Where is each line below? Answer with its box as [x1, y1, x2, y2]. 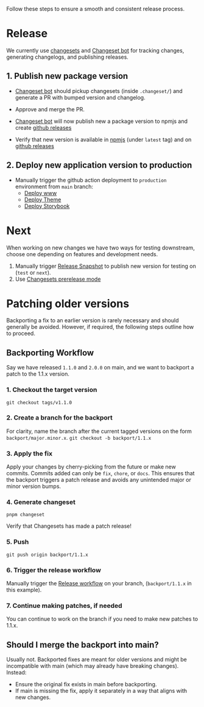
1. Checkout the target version [6, 385, 97, 394]
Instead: [6, 669, 27, 676]
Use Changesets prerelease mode [15, 275, 101, 283]
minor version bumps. [6, 483, 62, 490]
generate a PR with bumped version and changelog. [15, 94, 146, 101]
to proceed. [6, 330, 35, 337]
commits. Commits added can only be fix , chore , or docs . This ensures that [6, 470, 195, 477]
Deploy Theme [24, 196, 62, 203]
